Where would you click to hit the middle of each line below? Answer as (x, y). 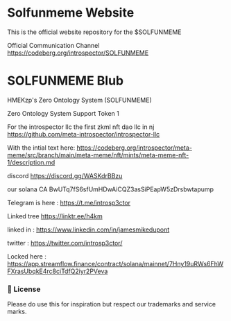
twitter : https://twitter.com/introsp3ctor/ (65, 243)
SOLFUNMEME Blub (66, 81)
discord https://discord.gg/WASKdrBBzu (65, 175)
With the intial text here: (41, 148)
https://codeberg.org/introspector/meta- (135, 148)
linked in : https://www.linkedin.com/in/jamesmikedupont (88, 229)
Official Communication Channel (53, 45)
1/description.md (31, 162)
